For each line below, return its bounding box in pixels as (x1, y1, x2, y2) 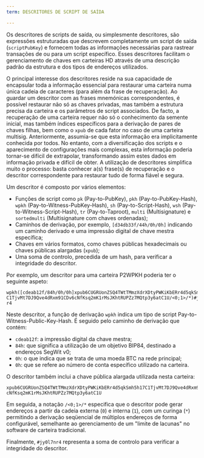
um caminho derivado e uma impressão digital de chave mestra (15, 227, 174, 234)
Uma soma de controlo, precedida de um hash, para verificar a (15, 253, 172, 260)
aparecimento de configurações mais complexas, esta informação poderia (6, 146, 192, 153)
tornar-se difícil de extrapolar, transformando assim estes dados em (6, 152, 177, 160)
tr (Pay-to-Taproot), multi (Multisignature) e (80, 207, 191, 215)
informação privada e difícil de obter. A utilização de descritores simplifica (6, 158, 192, 166)
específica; (15, 234, 44, 241)
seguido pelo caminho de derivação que (78, 317, 180, 325)
